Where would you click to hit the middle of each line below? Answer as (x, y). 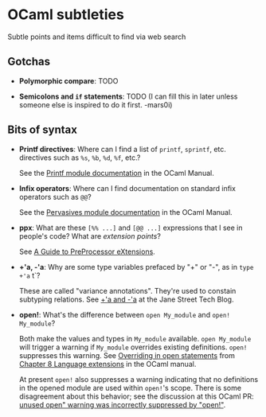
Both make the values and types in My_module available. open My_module (135, 338)
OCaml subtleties (66, 15)
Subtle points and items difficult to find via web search (97, 37)
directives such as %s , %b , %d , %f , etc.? (80, 158)
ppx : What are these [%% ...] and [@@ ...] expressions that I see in (131, 228)
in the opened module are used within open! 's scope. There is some (130, 388)
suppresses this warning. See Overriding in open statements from (127, 355)
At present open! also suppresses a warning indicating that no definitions (139, 379)
